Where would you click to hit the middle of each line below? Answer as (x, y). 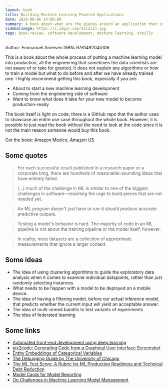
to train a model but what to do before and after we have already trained (79, 73)
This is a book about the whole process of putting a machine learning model (83, 57)
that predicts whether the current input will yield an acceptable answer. (85, 304)
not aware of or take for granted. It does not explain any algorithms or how (82, 68)
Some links (23, 330)
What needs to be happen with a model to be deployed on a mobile (81, 288)
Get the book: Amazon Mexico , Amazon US (50, 140)
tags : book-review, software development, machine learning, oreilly (79, 33)
